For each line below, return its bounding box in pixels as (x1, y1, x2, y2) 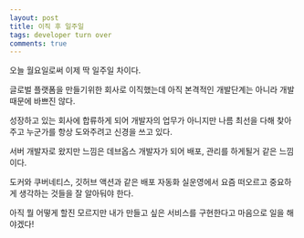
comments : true (9, 38, 68, 48)
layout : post (9, 13, 59, 23)
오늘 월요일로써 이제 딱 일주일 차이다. (9, 65, 142, 76)
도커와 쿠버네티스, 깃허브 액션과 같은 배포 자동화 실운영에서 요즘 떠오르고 (9, 177, 267, 188)
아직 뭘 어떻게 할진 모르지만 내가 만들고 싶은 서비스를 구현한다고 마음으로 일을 (9, 207, 285, 219)
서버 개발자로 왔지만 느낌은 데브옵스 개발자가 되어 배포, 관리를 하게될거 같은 (9, 146, 278, 157)
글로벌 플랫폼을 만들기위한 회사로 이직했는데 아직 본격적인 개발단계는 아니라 (9, 84, 278, 96)
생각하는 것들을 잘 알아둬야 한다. (18, 188, 134, 199)
